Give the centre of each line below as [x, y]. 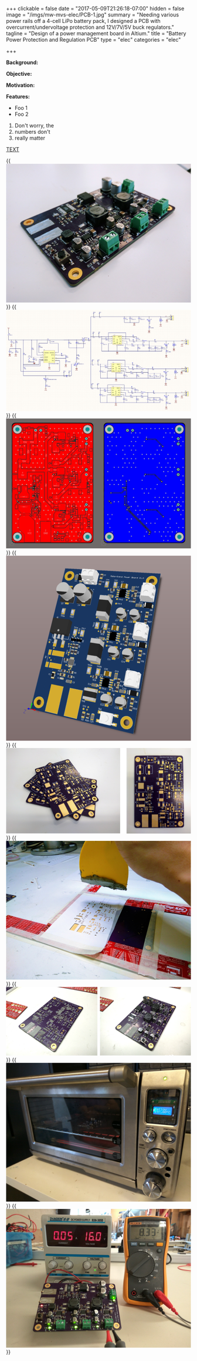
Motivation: [21, 85]
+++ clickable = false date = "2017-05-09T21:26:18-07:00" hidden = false [95, 9]
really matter [30, 138]
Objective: [19, 74]
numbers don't [32, 132]
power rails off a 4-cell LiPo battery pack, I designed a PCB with [84, 21]
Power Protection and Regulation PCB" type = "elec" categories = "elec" [94, 40]
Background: [22, 62]
